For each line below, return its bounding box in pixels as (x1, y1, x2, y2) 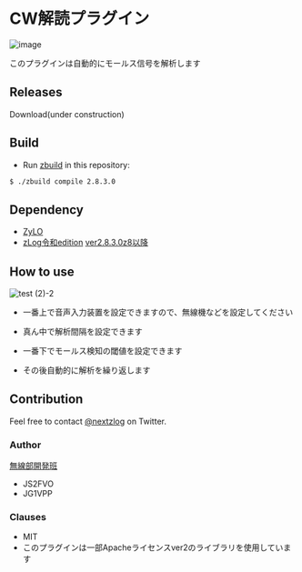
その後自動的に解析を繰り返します (22, 365, 151, 376)
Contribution (9, 392, 84, 407)
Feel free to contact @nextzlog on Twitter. (9, 416, 166, 426)
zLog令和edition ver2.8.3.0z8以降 (22, 237, 148, 248)
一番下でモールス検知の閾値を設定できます (22, 346, 183, 356)
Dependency (9, 202, 84, 217)
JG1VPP (22, 488, 53, 499)
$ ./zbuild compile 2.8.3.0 (9, 176, 116, 186)
